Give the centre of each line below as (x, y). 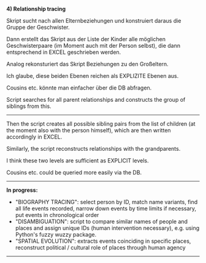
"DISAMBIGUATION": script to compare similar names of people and (101, 221)
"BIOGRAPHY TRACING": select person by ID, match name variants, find (106, 202)
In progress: (22, 190)
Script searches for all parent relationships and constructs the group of (96, 100)
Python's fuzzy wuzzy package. (56, 234)
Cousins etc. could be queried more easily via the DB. (74, 172)
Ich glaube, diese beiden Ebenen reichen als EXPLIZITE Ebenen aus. (93, 76)
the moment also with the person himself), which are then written (89, 130)
